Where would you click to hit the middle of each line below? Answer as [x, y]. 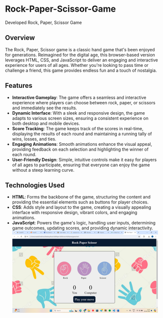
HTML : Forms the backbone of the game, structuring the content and [81, 197]
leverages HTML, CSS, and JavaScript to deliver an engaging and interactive [81, 60]
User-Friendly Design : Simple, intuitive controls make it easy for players [84, 159]
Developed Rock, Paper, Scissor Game [44, 22]
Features [19, 86]
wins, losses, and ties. [34, 139]
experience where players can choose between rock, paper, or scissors [84, 102]
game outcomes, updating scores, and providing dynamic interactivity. [82, 228]
